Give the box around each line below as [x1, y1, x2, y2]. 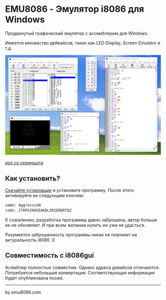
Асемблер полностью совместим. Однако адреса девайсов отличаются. [5, 264, 160, 270]
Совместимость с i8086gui [5, 251, 94, 260]
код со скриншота [5, 160, 43, 166]
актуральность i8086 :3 [5, 237, 55, 243]
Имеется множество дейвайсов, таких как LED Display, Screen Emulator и [5, 40, 161, 45]
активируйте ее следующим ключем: [5, 193, 84, 199]
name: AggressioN [5, 203, 41, 208]
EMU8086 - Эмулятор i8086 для [5, 3, 144, 15]
